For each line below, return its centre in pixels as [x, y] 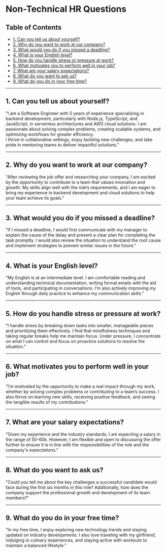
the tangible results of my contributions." [47, 402]
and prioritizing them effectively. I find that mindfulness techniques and [78, 331]
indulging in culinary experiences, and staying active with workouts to [76, 540]
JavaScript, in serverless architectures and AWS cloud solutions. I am [76, 124]
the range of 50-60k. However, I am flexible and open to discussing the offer [83, 439]
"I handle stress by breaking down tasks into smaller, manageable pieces [80, 326]
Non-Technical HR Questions [66, 9]
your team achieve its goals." [35, 198]
